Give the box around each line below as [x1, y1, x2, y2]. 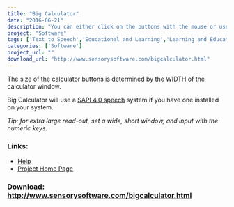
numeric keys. [7, 123, 48, 132]
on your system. [7, 102, 54, 112]
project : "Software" [7, 29, 68, 37]
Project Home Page [17, 164, 73, 173]
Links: [7, 141, 29, 151]
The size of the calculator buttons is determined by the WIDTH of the [7, 75, 205, 83]
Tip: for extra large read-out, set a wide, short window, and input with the [7, 116, 219, 125]
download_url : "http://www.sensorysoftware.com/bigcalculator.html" [7, 56, 210, 63]
